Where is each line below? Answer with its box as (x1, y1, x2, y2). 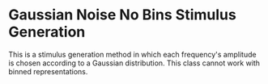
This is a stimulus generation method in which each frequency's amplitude (8, 49, 257, 59)
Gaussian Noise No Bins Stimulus (8, 6, 236, 24)
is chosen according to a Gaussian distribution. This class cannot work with (8, 58, 261, 68)
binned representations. (8, 66, 88, 76)
